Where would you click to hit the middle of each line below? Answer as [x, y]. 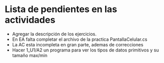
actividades [30, 20]
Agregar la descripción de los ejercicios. [54, 34]
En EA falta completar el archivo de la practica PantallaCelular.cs [80, 39]
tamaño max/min [30, 55]
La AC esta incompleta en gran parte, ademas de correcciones [78, 44]
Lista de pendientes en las [61, 9]
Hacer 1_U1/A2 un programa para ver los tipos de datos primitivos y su [86, 50]
